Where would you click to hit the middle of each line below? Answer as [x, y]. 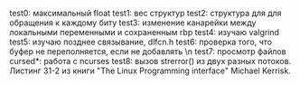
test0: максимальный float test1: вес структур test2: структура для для [145, 13]
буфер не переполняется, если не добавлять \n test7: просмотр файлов [148, 52]
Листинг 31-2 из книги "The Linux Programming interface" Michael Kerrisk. [150, 71]
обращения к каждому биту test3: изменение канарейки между [133, 23]
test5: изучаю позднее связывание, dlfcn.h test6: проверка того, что [141, 42]
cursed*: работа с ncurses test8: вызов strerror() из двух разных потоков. [150, 61]
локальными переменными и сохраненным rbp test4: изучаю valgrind [145, 32]
